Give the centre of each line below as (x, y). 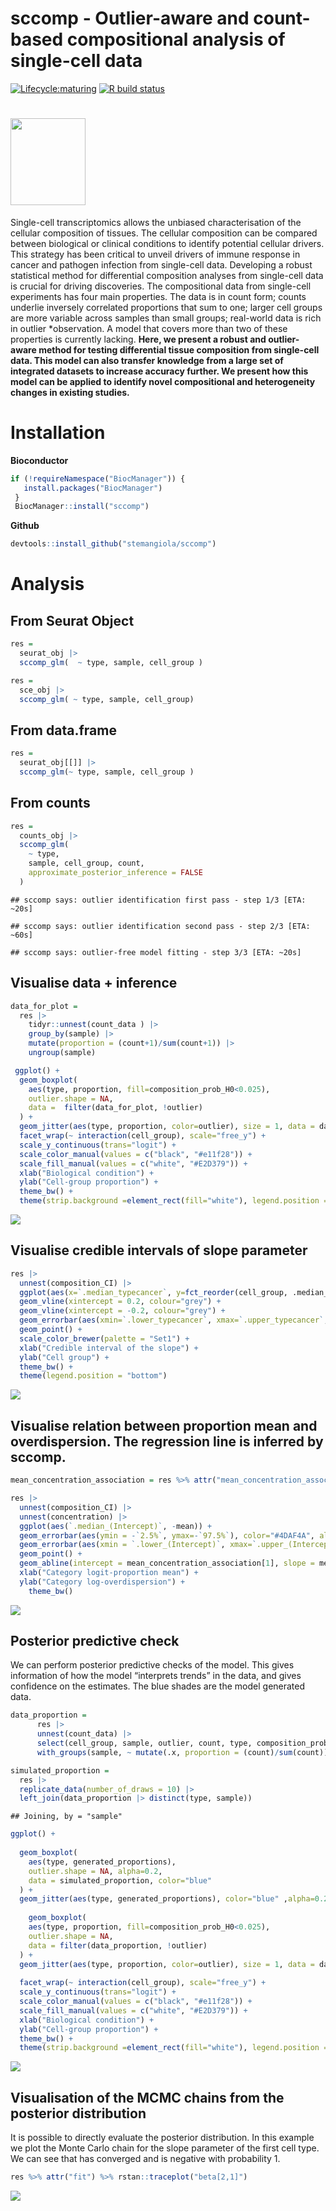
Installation (58, 433)
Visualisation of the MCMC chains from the (147, 2097)
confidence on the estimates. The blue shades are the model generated (158, 1686)
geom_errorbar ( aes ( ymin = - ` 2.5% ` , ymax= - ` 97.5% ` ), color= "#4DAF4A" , (167, 1535)
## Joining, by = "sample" (66, 1817)
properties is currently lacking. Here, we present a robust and (138, 339)
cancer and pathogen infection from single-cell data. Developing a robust (161, 264)
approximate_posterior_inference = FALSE (115, 873)
